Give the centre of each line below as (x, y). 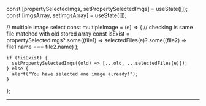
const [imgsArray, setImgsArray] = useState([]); (67, 15)
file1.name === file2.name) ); (43, 47)
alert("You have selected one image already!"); (75, 74)
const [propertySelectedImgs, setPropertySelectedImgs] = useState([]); (97, 9)
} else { (17, 69)
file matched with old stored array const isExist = (68, 34)
